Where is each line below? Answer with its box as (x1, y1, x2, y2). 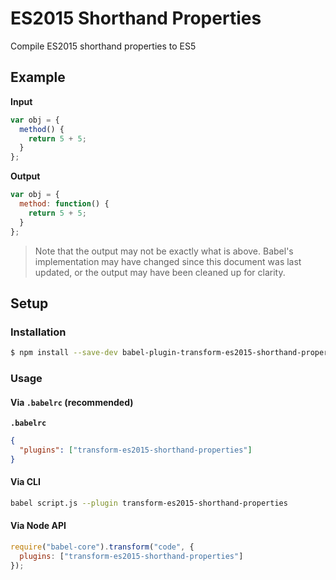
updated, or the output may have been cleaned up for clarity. (34, 266, 286, 278)
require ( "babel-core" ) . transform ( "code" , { (10, 542, 195, 552)
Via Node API (10, 520, 67, 532)
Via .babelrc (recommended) (10, 396, 134, 408)
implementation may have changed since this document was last (34, 255, 302, 267)
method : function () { (19, 199, 110, 209)
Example (10, 69, 66, 86)
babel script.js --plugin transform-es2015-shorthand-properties (10, 498, 288, 509)
